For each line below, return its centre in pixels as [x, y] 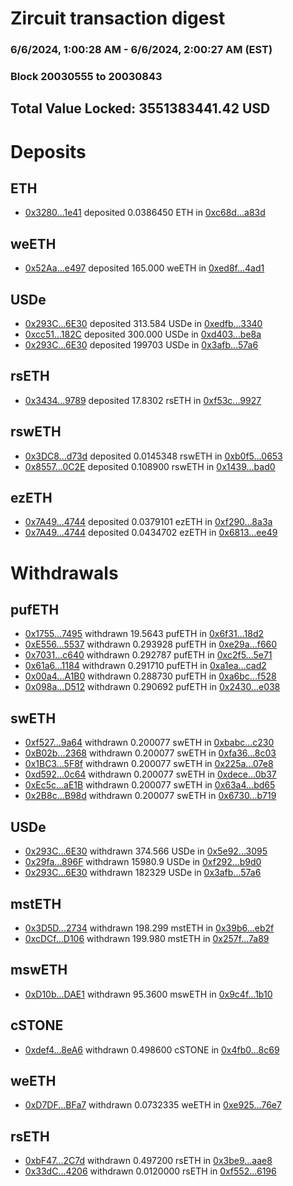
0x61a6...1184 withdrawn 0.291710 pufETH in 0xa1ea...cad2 [145, 666]
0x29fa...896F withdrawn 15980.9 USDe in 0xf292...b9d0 [143, 862]
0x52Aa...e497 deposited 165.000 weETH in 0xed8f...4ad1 [144, 268]
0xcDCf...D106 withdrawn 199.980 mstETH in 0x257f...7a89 [147, 938]
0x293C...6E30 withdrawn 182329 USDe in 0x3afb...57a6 [143, 873]
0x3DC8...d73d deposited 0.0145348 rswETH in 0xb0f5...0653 [153, 456]
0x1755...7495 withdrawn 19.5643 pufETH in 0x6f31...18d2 [144, 634]
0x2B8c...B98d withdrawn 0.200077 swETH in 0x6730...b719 [150, 796]
